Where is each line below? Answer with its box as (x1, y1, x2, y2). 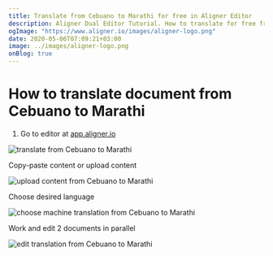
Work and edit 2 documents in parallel (8, 223, 136, 232)
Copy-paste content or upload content (8, 160, 137, 170)
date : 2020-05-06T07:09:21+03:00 (8, 34, 122, 43)
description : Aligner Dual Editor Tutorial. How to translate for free (8, 20, 256, 28)
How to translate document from (8, 85, 232, 103)
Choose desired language (8, 192, 95, 202)
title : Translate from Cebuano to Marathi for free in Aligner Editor (8, 11, 253, 20)
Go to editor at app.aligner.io (19, 128, 116, 138)
